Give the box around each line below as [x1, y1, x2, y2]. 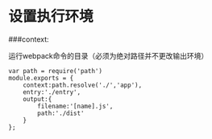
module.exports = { [8, 74, 74, 82]
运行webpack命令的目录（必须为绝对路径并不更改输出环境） [8, 51, 209, 60]
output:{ [23, 95, 52, 103]
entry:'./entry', [23, 88, 81, 96]
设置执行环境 [8, 7, 94, 26]
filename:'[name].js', [37, 102, 114, 110]
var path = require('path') [8, 67, 103, 75]
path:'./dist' [37, 109, 85, 117]
